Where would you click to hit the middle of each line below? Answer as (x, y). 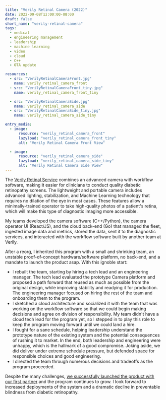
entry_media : (19, 125)
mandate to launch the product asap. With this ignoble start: (66, 262)
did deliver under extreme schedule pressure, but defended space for (83, 351)
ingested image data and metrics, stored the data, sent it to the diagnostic (81, 231)
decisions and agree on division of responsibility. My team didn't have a (85, 314)
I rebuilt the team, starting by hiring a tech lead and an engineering (80, 271)
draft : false (19, 19)
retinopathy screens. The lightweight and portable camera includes (74, 190)
